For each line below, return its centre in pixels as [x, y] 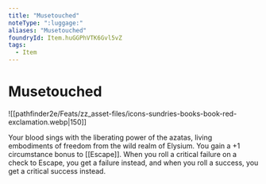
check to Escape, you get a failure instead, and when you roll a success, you [133, 163]
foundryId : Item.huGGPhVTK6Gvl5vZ [66, 38]
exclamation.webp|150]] [48, 122]
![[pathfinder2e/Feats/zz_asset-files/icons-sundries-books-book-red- [123, 113]
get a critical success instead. [57, 171]
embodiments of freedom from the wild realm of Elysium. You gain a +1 [124, 146]
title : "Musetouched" [44, 15]
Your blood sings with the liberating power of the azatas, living [110, 137]
